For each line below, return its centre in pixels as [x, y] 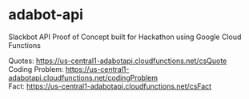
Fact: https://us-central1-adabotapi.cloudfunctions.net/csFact [110, 86]
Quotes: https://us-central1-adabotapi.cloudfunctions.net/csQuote [118, 61]
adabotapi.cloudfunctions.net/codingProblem [83, 77]
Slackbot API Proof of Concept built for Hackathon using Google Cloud [125, 37]
